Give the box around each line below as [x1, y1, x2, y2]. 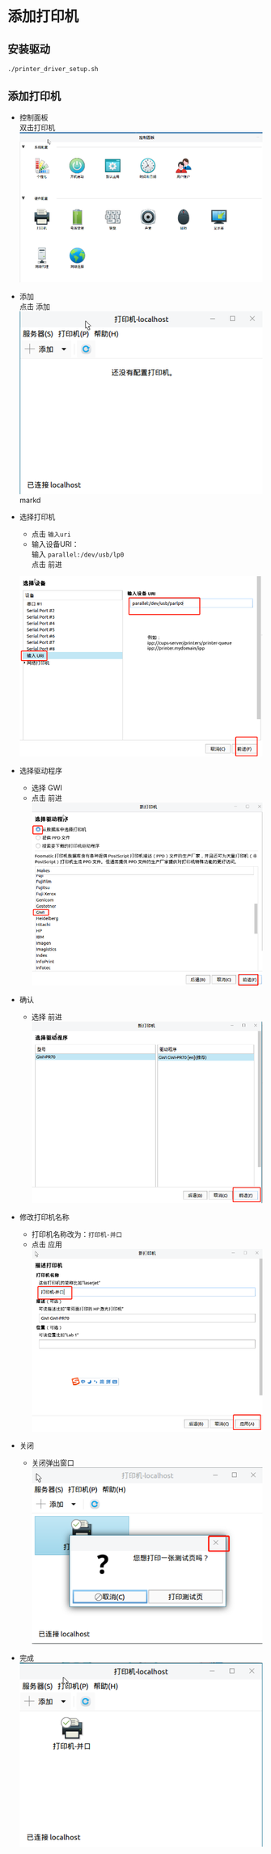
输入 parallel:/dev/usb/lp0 [31, 549, 125, 559]
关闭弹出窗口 [31, 1458, 74, 1468]
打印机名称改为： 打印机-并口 [31, 1230, 123, 1239]
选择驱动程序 [19, 765, 62, 775]
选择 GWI [31, 782, 62, 793]
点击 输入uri [31, 529, 71, 539]
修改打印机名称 [19, 1213, 70, 1222]
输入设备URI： [31, 539, 79, 548]
